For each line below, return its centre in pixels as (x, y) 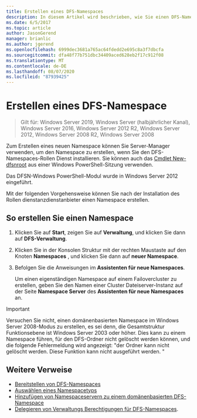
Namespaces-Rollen (31, 158)
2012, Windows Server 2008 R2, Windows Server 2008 (87, 135)
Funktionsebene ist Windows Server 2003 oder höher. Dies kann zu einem (96, 332)
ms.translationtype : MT (35, 60)
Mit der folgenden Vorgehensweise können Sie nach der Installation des (93, 193)
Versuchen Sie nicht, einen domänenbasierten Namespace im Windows (92, 320)
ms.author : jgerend (30, 45)
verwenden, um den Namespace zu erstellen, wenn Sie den (78, 152)
